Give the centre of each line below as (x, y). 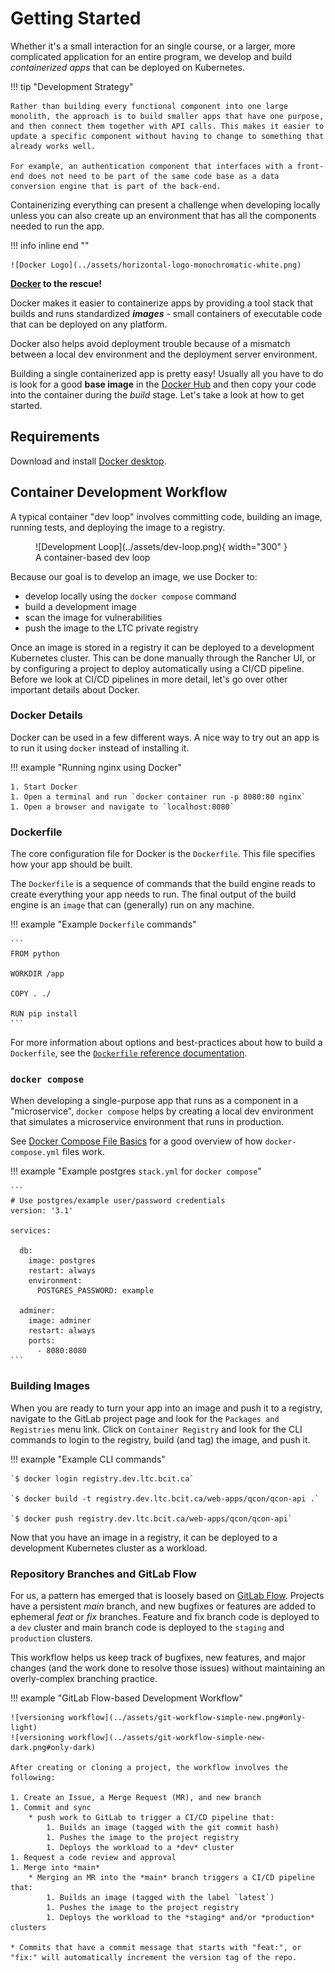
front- (310, 166)
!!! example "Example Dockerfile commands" (103, 924)
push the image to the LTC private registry (111, 628)
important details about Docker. (75, 689)
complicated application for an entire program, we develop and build (151, 56)
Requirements (55, 437)
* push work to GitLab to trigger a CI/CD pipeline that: (151, 1818)
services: (31, 1231)
